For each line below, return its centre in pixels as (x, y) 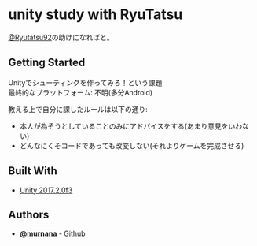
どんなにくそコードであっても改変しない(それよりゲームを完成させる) (132, 145)
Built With (33, 171)
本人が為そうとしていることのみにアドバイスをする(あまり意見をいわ (130, 126)
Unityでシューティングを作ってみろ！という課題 (85, 82)
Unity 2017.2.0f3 (46, 190)
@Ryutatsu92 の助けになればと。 (61, 37)
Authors (29, 214)
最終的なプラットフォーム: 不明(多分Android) (81, 92)
